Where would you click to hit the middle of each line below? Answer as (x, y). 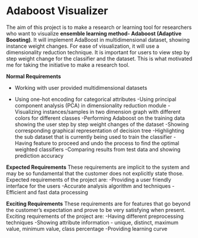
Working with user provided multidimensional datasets (81, 87)
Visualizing (28, 112)
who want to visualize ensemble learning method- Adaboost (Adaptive (94, 33)
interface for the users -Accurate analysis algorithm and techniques (89, 186)
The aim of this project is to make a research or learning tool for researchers (99, 27)
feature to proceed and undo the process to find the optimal (106, 143)
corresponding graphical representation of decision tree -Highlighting (99, 131)
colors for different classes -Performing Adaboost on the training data (100, 118)
